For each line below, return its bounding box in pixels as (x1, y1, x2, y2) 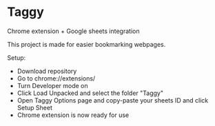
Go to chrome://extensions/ (17, 74, 96, 83)
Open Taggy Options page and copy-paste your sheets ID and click (17, 96, 209, 104)
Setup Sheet (17, 103, 53, 112)
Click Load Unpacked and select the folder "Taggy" (17, 89, 164, 97)
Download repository (17, 67, 77, 75)
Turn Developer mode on (17, 81, 88, 90)
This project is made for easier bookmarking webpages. (7, 40, 166, 48)
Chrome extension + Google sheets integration (7, 27, 140, 35)
